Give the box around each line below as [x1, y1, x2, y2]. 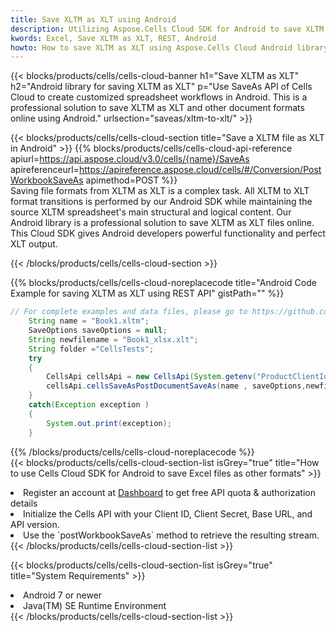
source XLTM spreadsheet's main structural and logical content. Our [10, 206, 292, 218]
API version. [10, 518, 60, 530]
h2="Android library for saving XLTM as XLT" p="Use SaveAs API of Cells [10, 81, 313, 93]
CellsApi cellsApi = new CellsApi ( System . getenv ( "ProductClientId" [46, 372, 333, 382]
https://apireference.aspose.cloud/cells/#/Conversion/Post [79, 164, 322, 176]
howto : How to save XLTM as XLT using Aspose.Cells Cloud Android [10, 42, 293, 53]
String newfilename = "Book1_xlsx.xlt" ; [28, 334, 199, 345]
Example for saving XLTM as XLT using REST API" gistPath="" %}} [10, 287, 285, 300]
